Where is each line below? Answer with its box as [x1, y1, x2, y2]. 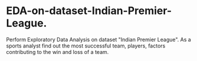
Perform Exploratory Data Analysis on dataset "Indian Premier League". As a [6, 36, 192, 43]
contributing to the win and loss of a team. [6, 48, 109, 55]
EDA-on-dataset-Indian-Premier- [6, 4, 172, 18]
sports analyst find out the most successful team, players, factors [6, 42, 166, 49]
